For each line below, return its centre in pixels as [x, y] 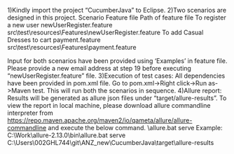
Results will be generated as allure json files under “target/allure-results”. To [117, 98]
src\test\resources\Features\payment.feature [72, 47]
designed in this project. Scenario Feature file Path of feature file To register [117, 17]
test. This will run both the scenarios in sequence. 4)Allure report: [127, 91]
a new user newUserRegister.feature [60, 25]
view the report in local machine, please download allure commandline [109, 105]
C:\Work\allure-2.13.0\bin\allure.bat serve [67, 135]
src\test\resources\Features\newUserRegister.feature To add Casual [105, 32]
